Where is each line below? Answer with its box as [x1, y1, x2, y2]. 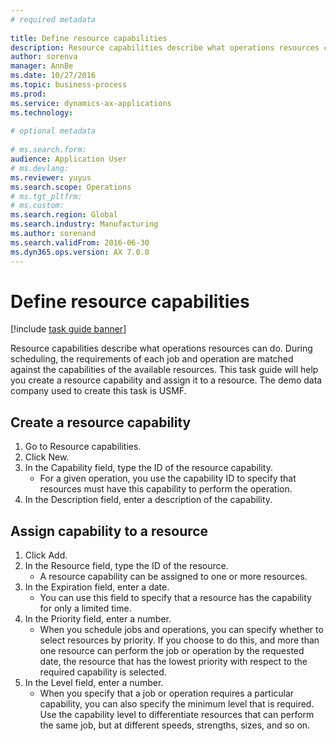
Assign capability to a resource [10, 522, 209, 540]
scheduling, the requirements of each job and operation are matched [10, 353, 294, 365]
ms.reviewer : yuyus [10, 172, 92, 183]
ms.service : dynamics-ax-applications [10, 98, 172, 108]
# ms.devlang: [10, 163, 70, 173]
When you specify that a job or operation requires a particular [39, 687, 295, 700]
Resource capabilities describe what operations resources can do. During [10, 342, 313, 355]
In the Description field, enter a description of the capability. [24, 494, 273, 506]
